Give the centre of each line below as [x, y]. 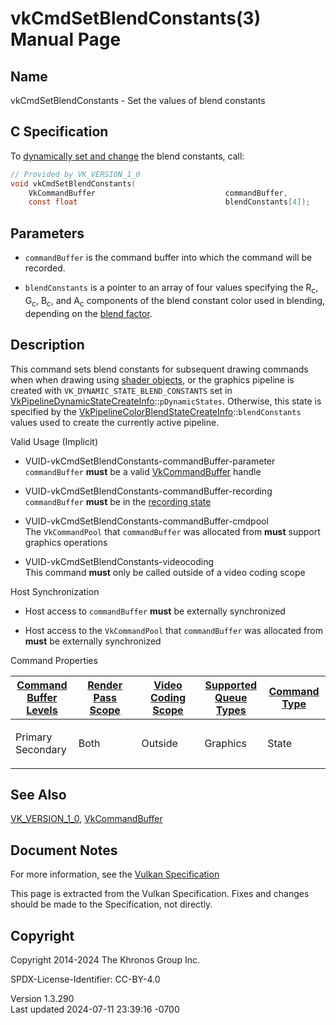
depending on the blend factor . [88, 313]
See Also [38, 794]
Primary [34, 737]
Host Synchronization [55, 591]
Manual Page [66, 39]
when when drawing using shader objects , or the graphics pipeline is [152, 379]
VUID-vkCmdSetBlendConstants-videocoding [119, 561]
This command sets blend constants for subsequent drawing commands [159, 369]
